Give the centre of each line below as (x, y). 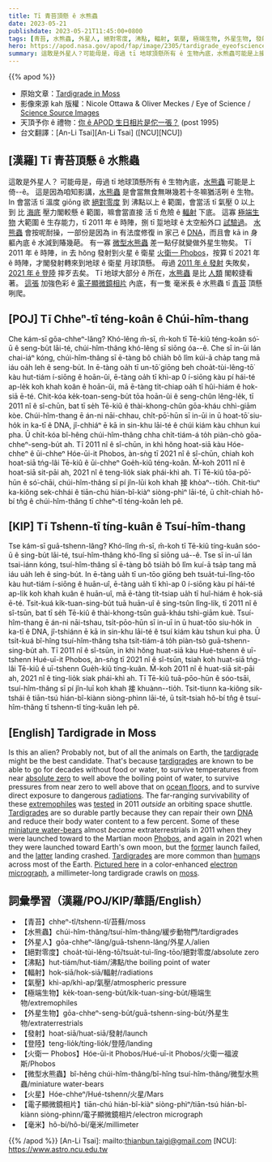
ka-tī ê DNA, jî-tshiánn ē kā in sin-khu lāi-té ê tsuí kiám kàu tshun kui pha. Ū (134, 632)
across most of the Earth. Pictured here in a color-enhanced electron (123, 864)
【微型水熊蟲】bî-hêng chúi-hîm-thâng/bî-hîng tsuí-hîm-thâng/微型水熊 (139, 1074)
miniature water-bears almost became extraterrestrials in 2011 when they (130, 830)
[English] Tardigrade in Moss (82, 732)
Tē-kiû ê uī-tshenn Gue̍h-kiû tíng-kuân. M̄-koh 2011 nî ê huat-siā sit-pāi (136, 669)
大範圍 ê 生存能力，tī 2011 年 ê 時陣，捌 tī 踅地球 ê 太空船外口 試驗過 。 (135, 222)
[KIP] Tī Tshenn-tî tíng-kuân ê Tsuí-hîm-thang (127, 527)
